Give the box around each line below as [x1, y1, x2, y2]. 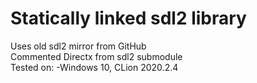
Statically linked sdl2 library [10, 7, 247, 30]
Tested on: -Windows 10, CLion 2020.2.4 [10, 61, 179, 73]
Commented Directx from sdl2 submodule [10, 50, 183, 62]
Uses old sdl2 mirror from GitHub [10, 40, 147, 52]
